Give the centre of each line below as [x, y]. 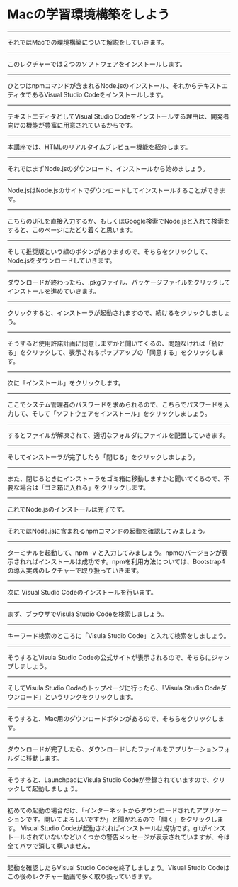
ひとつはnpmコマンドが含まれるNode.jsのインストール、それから [102, 85]
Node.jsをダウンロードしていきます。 [62, 260]
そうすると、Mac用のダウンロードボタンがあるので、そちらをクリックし [113, 718]
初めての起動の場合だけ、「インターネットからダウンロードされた [102, 810]
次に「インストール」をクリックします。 [66, 382]
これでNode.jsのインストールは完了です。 [68, 509]
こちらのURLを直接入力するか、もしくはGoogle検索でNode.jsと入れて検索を [119, 221]
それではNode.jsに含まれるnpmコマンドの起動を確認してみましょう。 [108, 531]
